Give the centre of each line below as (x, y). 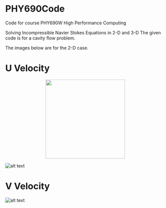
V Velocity (27, 186)
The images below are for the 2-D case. (47, 48)
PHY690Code (35, 9)
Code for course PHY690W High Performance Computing (66, 23)
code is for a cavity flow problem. (40, 38)
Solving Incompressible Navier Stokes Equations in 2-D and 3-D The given (83, 32)
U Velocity (27, 68)
